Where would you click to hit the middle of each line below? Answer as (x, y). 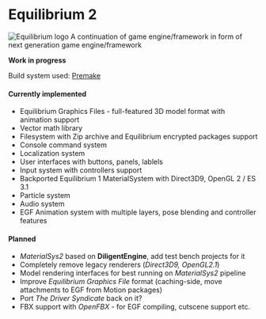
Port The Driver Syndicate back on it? (81, 298)
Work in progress (37, 60)
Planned (22, 238)
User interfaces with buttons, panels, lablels (91, 162)
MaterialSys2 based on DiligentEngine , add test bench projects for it (132, 256)
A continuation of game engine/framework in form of (157, 36)
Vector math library (51, 128)
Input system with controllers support (81, 170)
